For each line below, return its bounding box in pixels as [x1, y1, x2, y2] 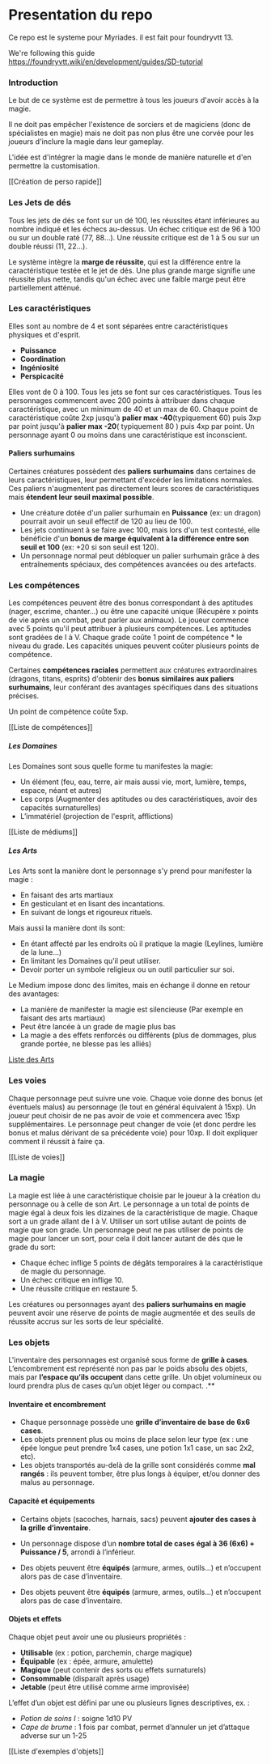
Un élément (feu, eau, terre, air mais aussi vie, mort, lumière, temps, [19, 777, 247, 787]
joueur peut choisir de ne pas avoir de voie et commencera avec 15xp [8, 1110, 240, 1120]
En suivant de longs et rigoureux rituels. [19, 908, 153, 918]
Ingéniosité [19, 363, 59, 372]
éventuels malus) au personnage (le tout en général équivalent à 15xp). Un [8, 1102, 256, 1112]
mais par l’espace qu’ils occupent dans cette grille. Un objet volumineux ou [8, 1372, 262, 1382]
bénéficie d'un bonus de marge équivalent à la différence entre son [19, 534, 249, 544]
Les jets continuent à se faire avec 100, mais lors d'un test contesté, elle [19, 525, 260, 535]
